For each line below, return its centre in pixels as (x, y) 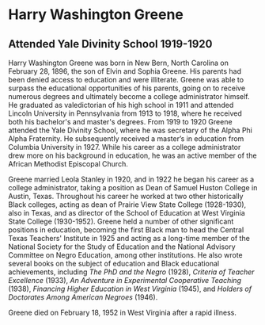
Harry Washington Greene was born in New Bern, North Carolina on (119, 63)
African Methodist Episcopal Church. (68, 164)
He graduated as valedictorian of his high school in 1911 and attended (121, 105)
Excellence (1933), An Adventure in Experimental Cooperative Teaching (125, 280)
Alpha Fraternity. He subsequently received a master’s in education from (126, 139)
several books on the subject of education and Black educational (114, 264)
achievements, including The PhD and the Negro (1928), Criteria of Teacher (131, 272)
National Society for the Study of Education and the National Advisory (122, 247)
